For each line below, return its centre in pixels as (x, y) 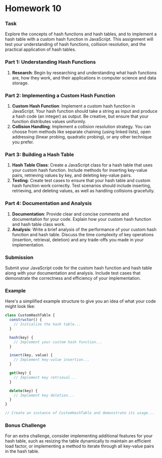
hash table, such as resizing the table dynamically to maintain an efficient (78, 441)
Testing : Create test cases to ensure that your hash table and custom (81, 181)
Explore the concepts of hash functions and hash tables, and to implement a (81, 34)
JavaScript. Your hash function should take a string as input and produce (85, 111)
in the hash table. (22, 451)
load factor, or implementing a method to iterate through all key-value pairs (80, 446)
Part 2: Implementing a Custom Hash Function (60, 95)
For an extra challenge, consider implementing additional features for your (79, 436)
